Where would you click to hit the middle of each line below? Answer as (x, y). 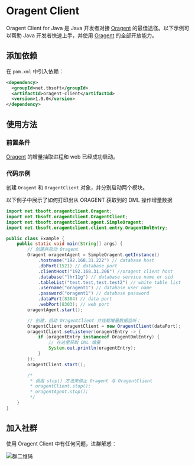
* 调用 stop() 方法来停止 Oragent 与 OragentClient (91, 381)
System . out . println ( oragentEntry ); (92, 348)
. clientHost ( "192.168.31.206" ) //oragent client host (105, 271)
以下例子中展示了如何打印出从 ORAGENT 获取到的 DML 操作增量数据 (89, 200)
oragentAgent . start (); (55, 310)
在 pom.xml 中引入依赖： (35, 71)
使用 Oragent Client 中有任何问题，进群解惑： (61, 443)
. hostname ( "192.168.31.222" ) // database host (96, 261)
